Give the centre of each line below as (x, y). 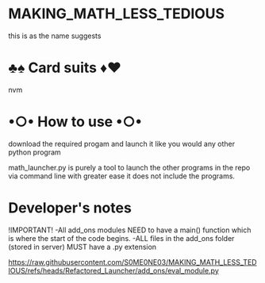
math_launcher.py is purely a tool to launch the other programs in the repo (129, 167)
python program (35, 152)
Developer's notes (70, 208)
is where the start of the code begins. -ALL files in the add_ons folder (121, 238)
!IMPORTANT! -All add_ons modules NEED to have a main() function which (130, 230)
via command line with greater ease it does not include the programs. (122, 176)
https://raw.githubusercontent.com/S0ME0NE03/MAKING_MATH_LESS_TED (132, 262)
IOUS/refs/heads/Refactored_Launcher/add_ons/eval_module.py (114, 270)
